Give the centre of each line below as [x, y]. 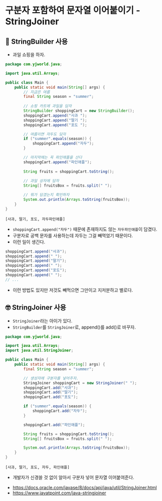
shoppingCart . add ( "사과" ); [51, 388]
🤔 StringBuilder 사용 [37, 41]
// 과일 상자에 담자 [41, 181]
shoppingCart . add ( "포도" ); [51, 397]
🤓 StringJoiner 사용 [36, 308]
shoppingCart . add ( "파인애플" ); [54, 425]
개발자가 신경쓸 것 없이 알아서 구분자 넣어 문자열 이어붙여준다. [73, 478]
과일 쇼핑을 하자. [29, 55]
